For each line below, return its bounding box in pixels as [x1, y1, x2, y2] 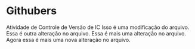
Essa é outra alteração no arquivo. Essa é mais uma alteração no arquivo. [6, 30, 187, 37]
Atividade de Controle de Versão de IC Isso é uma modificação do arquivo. [6, 24, 190, 31]
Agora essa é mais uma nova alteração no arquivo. [6, 36, 131, 43]
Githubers [6, 4, 57, 18]
